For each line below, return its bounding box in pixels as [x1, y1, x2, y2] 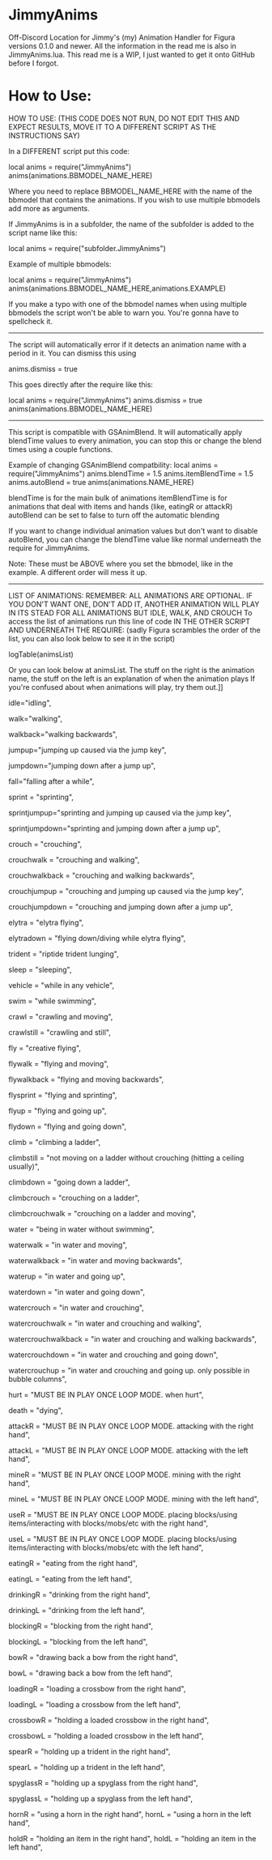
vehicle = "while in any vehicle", [8, 980, 115, 990]
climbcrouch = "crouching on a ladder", [8, 1193, 140, 1202]
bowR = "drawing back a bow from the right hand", [8, 1652, 178, 1662]
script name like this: [8, 228, 78, 237]
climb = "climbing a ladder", [8, 1137, 101, 1147]
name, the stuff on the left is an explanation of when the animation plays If [8, 674, 256, 683]
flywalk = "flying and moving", [8, 1058, 109, 1068]
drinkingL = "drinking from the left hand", [8, 1605, 146, 1615]
